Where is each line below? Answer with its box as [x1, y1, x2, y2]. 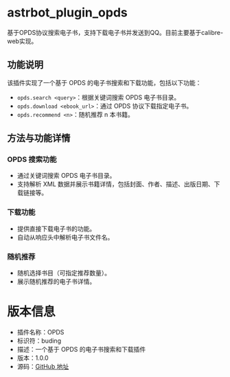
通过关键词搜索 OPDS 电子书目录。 [16, 172, 116, 180]
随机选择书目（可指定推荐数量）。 [16, 269, 111, 277]
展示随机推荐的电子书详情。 [16, 277, 96, 286]
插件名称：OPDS [16, 328, 65, 336]
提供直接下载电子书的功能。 [16, 225, 96, 233]
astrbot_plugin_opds [7, 5, 128, 21]
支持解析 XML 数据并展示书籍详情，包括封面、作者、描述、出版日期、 [16, 180, 214, 188]
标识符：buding [16, 336, 62, 345]
